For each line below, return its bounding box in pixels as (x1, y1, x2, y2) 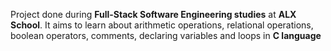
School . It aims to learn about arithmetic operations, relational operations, (10, 19, 314, 31)
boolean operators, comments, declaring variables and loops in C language (10, 30, 322, 41)
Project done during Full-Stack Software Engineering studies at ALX (10, 9, 297, 20)
